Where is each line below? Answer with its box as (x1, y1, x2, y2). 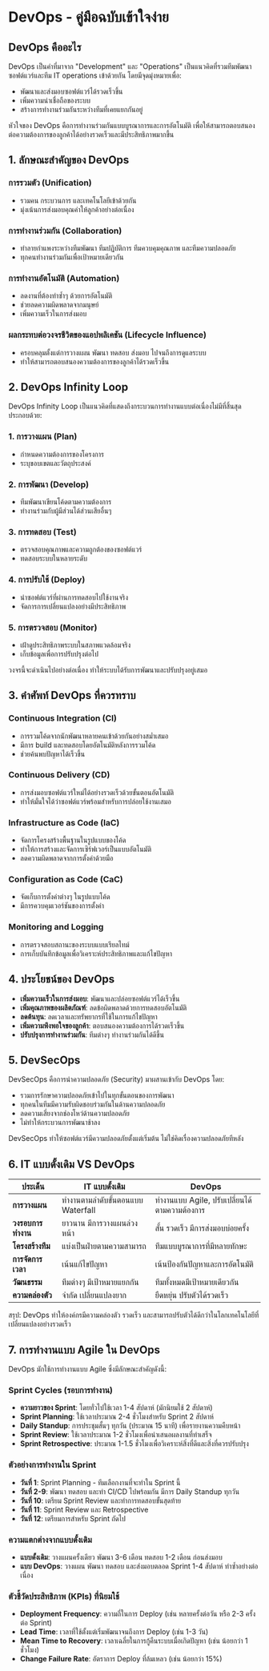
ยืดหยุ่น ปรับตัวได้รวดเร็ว (155, 1290, 229, 1301)
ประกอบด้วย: (8, 411, 42, 420)
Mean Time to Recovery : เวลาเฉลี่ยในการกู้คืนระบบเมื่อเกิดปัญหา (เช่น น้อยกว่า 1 (19, 1636, 248, 1645)
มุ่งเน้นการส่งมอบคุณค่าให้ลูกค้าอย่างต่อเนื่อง (19, 204, 134, 214)
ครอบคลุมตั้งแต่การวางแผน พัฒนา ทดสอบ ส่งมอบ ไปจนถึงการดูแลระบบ (19, 347, 207, 357)
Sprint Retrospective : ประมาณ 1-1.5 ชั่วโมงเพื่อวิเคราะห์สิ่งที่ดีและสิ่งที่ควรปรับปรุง (19, 1439, 250, 1448)
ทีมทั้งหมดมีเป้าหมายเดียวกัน (155, 1277, 239, 1288)
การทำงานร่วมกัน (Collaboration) (8, 225, 122, 236)
